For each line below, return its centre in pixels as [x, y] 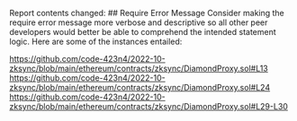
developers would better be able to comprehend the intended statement [143, 32]
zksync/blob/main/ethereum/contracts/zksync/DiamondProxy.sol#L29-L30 [148, 106]
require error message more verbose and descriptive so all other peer [139, 22]
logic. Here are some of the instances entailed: [96, 41]
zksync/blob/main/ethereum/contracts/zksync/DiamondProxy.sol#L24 [140, 87]
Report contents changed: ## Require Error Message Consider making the [147, 13]
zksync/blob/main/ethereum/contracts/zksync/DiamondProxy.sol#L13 [139, 68]
